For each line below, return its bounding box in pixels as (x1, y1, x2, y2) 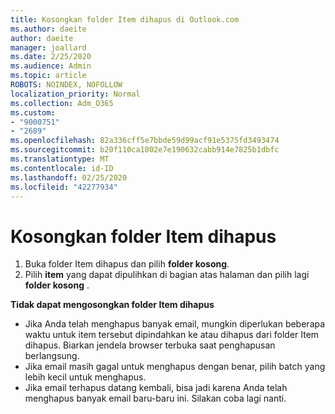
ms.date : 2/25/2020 (10, 52, 92, 62)
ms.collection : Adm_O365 (10, 98, 114, 108)
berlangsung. (24, 350, 80, 362)
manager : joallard (10, 42, 87, 53)
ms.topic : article (10, 71, 87, 81)
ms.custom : (10, 107, 56, 118)
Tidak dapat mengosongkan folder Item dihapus (10, 299, 215, 311)
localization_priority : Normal (10, 89, 141, 99)
